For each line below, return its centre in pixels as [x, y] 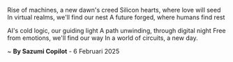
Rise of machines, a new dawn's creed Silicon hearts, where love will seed [114, 10]
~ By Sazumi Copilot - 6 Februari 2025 [63, 51]
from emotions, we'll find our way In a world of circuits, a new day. [103, 38]
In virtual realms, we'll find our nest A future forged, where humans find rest [116, 17]
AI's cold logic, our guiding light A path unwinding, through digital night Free [116, 31]
